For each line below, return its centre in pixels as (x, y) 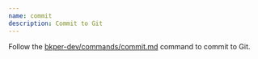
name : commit (30, 16)
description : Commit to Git (56, 23)
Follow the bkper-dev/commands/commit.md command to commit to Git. (129, 46)
